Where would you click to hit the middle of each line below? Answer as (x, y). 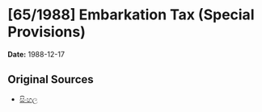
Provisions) (47, 32)
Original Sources (51, 79)
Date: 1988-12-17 (36, 54)
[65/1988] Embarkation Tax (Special (131, 15)
